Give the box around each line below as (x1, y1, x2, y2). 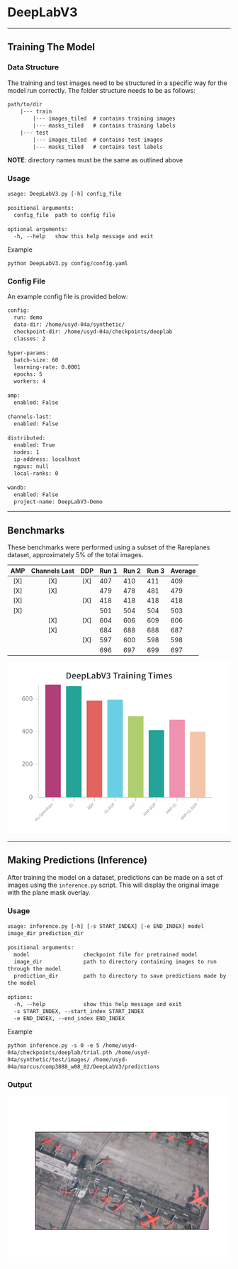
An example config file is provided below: (7, 292, 129, 301)
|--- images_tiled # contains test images (33, 136, 163, 143)
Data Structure (7, 62, 59, 72)
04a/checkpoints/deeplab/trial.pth (7, 1049, 113, 1056)
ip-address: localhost (13, 456, 81, 463)
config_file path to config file (13, 211, 115, 218)
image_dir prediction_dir (7, 929, 84, 937)
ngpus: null (13, 463, 50, 470)
